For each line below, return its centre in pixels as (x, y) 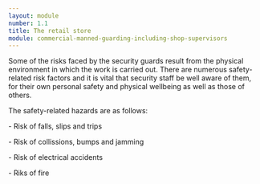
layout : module (34, 16)
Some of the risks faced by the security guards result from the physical (126, 61)
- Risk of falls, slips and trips (55, 126)
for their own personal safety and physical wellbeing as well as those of (127, 87)
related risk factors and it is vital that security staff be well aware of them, (130, 78)
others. (20, 95)
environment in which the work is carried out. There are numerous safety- (130, 70)
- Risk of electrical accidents (55, 157)
